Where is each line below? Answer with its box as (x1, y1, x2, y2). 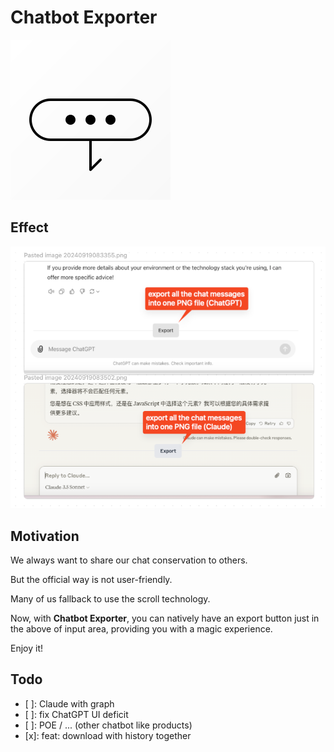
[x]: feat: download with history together (24, 729, 192, 741)
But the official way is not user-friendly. (10, 574, 173, 586)
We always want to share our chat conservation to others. (10, 554, 248, 566)
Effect (10, 219, 49, 236)
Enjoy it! (10, 642, 44, 655)
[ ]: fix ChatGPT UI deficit (24, 708, 129, 720)
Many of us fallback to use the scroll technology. (10, 593, 211, 605)
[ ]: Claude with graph (24, 697, 115, 710)
